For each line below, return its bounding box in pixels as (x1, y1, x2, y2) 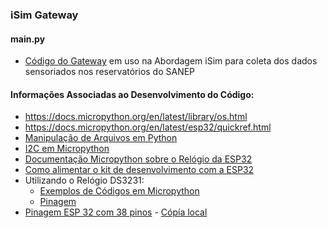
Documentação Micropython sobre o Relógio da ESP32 (24, 153, 253, 165)
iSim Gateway (10, 8, 79, 22)
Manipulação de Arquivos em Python (24, 132, 178, 144)
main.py (10, 33, 46, 45)
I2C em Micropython (24, 143, 110, 155)
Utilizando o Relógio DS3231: (24, 174, 145, 187)
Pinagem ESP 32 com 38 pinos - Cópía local (24, 206, 208, 218)
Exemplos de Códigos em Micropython (39, 185, 200, 197)
